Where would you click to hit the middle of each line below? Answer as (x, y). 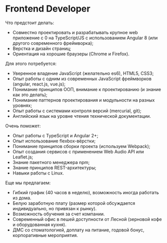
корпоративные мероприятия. (45, 235)
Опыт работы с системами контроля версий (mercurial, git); (77, 111)
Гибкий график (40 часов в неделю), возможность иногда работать (86, 192)
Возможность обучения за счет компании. (59, 214)
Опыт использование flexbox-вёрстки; (54, 141)
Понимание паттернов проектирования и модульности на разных (83, 100)
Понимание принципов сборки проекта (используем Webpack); (81, 146)
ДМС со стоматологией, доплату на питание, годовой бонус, (78, 230)
